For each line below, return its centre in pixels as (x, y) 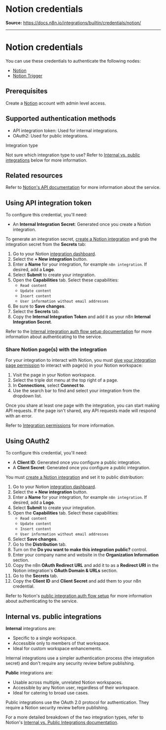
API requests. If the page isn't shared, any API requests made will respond (81, 411)
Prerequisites (27, 91)
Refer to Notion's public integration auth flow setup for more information (79, 596)
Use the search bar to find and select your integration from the (76, 391)
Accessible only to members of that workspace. (61, 643)
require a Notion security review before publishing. (57, 708)
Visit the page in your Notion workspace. (54, 375)
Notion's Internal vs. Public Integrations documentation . (62, 723)
